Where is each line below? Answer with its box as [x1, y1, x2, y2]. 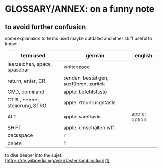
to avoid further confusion [5, 23, 86, 31]
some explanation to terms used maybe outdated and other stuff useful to [5, 35, 152, 41]
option [131, 117, 147, 123]
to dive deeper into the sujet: [5, 152, 63, 158]
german [86, 52, 105, 59]
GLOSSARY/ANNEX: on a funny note [5, 3, 155, 15]
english [135, 52, 153, 59]
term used [21, 52, 45, 59]
